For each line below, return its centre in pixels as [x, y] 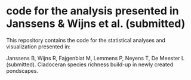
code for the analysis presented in [93, 11]
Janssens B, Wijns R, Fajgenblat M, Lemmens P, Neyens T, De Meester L [95, 58]
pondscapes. [22, 70]
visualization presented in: [38, 47]
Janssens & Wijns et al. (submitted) [96, 24]
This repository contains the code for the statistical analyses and [86, 40]
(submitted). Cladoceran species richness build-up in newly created [90, 64]
